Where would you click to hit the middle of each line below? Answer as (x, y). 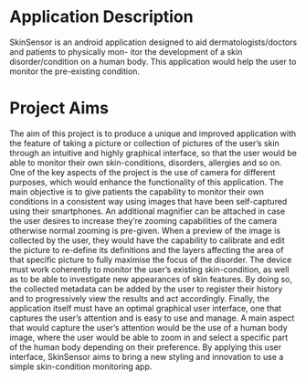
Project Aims (59, 108)
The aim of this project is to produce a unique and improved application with (153, 133)
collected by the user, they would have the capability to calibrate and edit (147, 240)
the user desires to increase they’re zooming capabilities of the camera (143, 220)
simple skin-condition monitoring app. (81, 366)
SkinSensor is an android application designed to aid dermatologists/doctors (153, 42)
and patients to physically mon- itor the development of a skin (126, 51)
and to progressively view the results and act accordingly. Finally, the (139, 298)
